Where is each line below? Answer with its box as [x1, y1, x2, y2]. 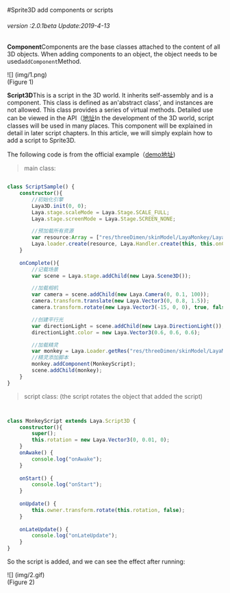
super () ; [31, 430, 57, 437]
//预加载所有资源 [31, 228, 74, 235]
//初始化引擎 [31, 196, 64, 203]
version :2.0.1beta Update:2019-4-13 [7, 21, 110, 30]
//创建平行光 [31, 316, 64, 323]
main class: [23, 164, 56, 172]
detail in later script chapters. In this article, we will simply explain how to [7, 129, 213, 137]
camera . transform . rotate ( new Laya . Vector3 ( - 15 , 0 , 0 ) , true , [31, 304, 210, 311]
